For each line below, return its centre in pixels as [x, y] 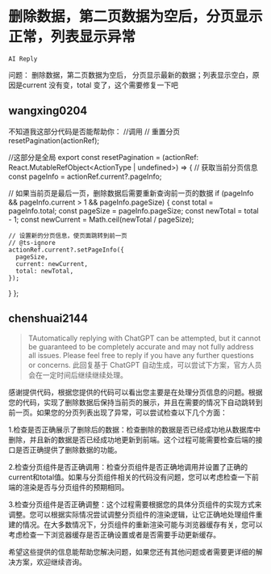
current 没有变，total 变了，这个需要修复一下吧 [100, 85]
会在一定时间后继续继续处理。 [77, 375]
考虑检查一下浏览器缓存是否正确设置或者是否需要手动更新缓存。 [114, 534]
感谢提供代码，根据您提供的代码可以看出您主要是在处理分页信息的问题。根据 [135, 392]
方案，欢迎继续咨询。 [50, 562]
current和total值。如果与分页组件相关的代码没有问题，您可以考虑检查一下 [130, 477]
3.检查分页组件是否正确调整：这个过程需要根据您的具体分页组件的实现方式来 [135, 504]
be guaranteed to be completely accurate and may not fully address [141, 346]
